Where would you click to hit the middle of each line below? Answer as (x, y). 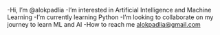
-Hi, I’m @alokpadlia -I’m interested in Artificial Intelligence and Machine (109, 10)
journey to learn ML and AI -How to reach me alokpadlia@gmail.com (104, 24)
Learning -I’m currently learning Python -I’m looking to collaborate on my (110, 17)
